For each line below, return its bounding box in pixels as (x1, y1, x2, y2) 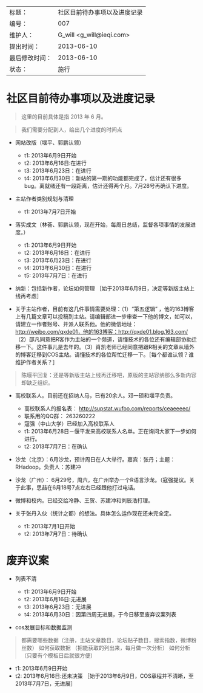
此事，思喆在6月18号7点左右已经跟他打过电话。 (20, 483, 139, 491)
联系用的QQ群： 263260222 (24, 412, 96, 419)
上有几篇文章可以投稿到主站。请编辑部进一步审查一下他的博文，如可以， (15, 312, 196, 320)
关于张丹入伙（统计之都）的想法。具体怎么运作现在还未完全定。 (15, 509, 175, 517)
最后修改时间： (9, 54, 53, 62)
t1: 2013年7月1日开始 (24, 522, 76, 529)
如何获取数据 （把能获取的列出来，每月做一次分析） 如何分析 (38, 644, 191, 651)
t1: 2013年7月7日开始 (24, 208, 76, 215)
